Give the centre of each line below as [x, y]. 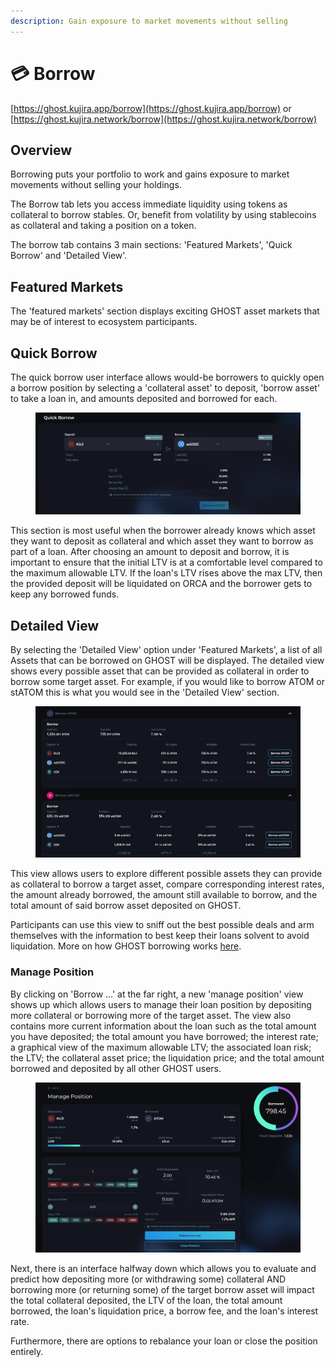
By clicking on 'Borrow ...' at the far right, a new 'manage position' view [157, 994]
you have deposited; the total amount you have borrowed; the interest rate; [164, 1036]
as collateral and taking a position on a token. [103, 226]
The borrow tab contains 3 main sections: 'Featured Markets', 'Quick [151, 245]
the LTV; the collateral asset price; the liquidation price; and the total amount [167, 1057]
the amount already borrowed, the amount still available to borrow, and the [164, 895]
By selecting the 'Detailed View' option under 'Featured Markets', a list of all [166, 649]
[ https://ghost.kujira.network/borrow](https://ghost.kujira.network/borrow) [164, 119]
